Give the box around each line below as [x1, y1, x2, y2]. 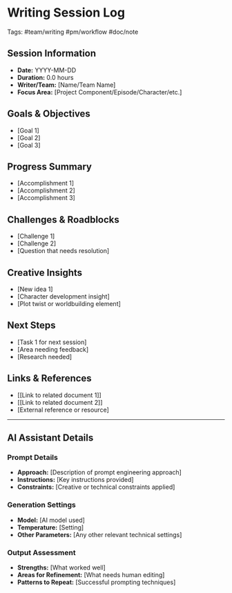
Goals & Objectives [7, 108, 91, 120]
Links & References [7, 372, 92, 384]
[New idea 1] [17, 285, 53, 293]
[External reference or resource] [17, 405, 109, 414]
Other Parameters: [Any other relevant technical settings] [17, 530, 182, 539]
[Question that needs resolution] [17, 247, 110, 255]
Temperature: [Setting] [17, 523, 84, 532]
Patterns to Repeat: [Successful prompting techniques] [17, 578, 176, 586]
